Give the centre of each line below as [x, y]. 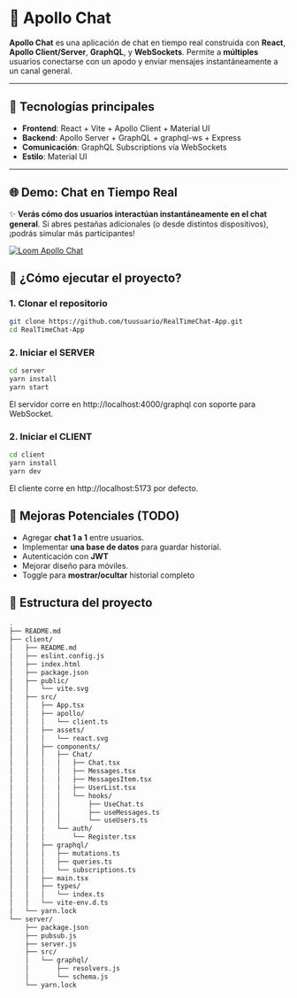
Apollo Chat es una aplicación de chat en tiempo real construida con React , [147, 42]
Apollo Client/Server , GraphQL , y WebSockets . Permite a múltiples [134, 51]
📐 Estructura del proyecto [81, 603]
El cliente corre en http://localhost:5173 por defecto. [104, 488]
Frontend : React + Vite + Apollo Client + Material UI [116, 128]
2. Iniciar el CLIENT [51, 436]
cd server [27, 371]
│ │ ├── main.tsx [49, 878]
